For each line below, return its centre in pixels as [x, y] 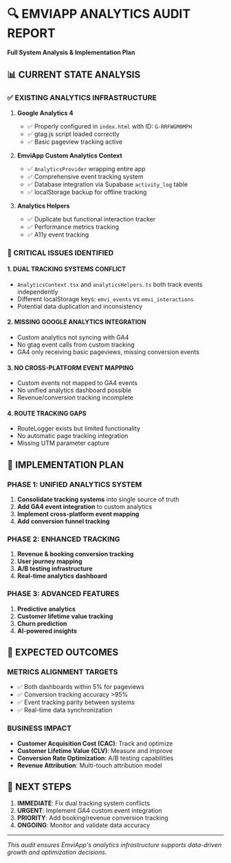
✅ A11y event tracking [58, 234]
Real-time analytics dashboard [62, 576]
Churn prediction [42, 623]
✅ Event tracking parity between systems [76, 702]
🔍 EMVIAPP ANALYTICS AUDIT [99, 14]
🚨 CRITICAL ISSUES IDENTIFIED [60, 252]
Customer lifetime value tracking [65, 616]
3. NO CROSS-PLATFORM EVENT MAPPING [70, 368]
